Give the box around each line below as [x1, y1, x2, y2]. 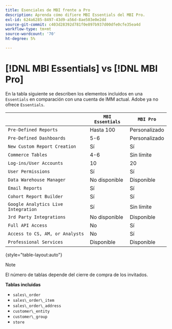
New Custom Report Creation [8, 143, 76, 149]
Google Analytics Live [8, 201, 63, 207]
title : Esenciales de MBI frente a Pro [5, 7, 91, 13]
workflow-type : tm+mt [5, 27, 52, 32]
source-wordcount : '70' [5, 31, 56, 36]
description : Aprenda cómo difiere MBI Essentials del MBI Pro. [5, 12, 145, 17]
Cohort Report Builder [8, 193, 63, 199]
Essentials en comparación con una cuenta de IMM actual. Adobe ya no [5, 96, 159, 102]
